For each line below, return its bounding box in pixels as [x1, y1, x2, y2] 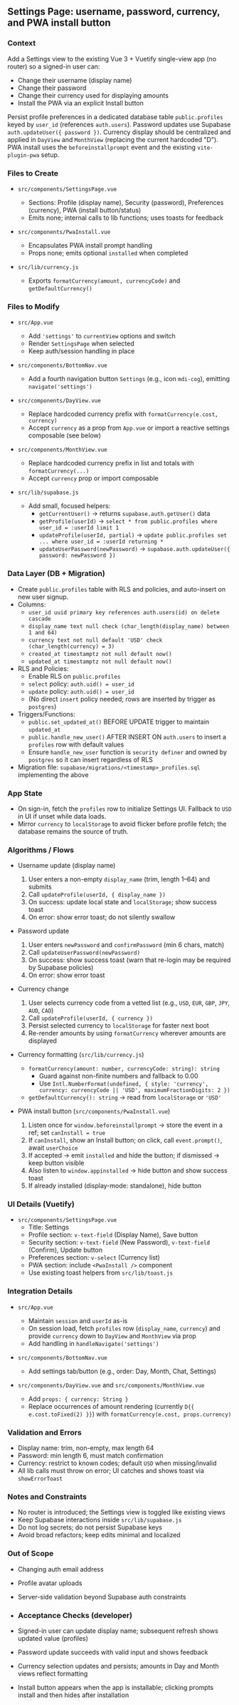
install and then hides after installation [17, 1691, 129, 1699]
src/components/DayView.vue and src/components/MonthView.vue [17, 1380, 205, 1389]
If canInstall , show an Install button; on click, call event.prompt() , [28, 1136, 223, 1145]
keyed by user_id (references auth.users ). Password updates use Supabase [7, 120, 231, 128]
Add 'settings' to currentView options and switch [28, 332, 176, 340]
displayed [28, 1036, 57, 1045]
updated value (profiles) [17, 1634, 89, 1642]
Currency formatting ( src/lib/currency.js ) [17, 1051, 144, 1059]
